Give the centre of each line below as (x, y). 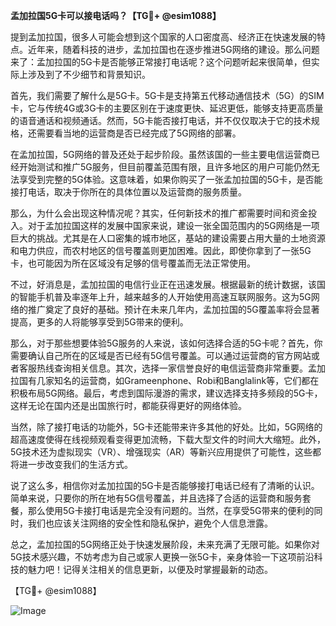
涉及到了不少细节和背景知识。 (89, 74)
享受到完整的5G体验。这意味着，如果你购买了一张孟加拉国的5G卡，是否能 (170, 179)
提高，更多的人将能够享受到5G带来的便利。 (99, 322)
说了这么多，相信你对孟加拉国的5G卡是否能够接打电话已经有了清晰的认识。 (165, 485)
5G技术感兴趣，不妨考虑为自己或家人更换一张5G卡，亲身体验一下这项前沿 (162, 557)
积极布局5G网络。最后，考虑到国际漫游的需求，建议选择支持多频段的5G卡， (166, 393)
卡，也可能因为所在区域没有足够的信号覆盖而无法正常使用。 (133, 263)
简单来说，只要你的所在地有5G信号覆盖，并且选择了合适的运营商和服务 (156, 498)
